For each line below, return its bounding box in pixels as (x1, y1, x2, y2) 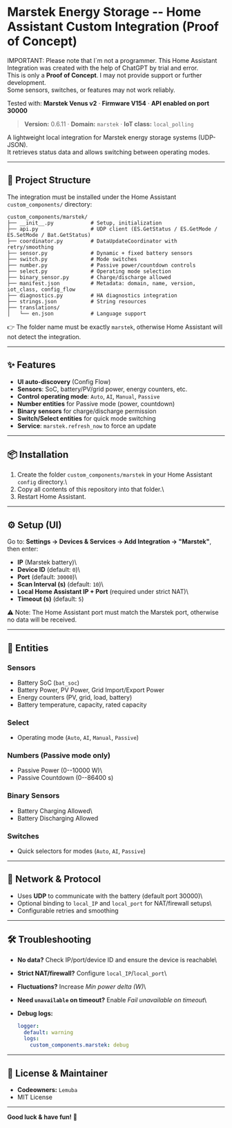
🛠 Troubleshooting (7, 934, 92, 946)
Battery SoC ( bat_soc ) (17, 678, 80, 687)
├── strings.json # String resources (7, 298, 147, 305)
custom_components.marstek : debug (30, 1042, 129, 1049)
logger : (17, 1022, 39, 1029)
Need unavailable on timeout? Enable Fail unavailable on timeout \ (17, 995, 207, 1004)
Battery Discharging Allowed (17, 814, 99, 822)
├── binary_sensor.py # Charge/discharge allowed (7, 274, 171, 280)
